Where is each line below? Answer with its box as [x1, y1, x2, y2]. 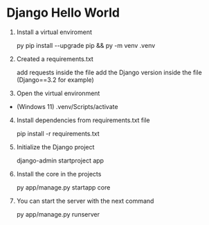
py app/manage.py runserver [16, 210, 100, 218]
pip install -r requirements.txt [16, 129, 100, 137]
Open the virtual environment [16, 89, 100, 97]
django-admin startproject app [16, 156, 104, 165]
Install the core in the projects [16, 169, 102, 178]
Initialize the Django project [16, 142, 95, 151]
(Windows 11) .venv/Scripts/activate [16, 102, 118, 110]
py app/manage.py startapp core [16, 183, 111, 192]
